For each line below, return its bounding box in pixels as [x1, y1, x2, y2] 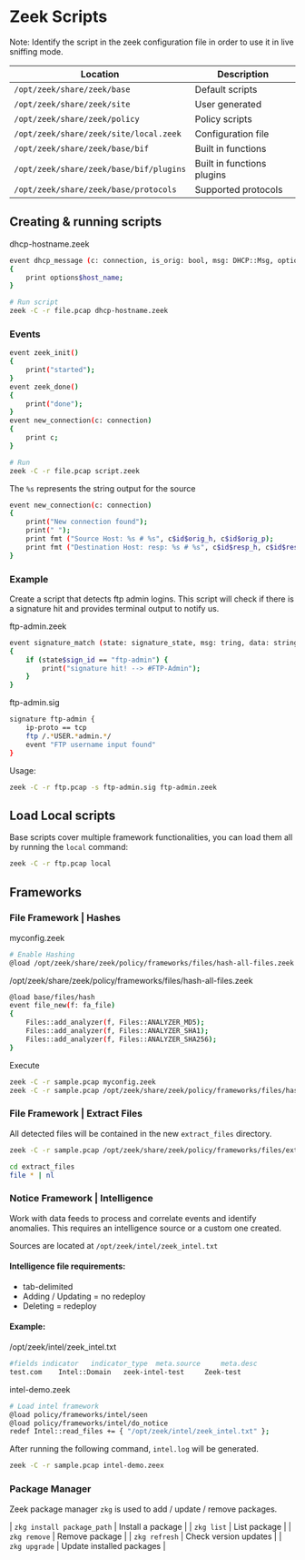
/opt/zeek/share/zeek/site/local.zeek [14, 128, 182, 138]
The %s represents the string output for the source [9, 482, 196, 493]
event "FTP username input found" [25, 740, 156, 749]
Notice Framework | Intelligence [9, 1192, 154, 1205]
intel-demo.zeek [9, 1383, 71, 1394]
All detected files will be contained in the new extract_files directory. [9, 1128, 272, 1139]
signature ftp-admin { [9, 714, 95, 724]
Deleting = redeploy [22, 1300, 97, 1312]
